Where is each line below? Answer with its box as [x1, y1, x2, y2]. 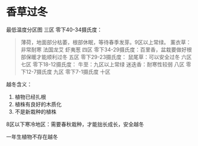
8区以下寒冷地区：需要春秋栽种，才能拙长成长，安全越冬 [6, 121, 144, 128]
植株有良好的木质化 [14, 100, 62, 108]
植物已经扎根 [14, 93, 46, 100]
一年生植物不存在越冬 [6, 133, 58, 140]
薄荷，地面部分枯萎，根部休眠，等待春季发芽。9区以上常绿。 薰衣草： [20, 38, 191, 46]
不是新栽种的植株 [14, 108, 57, 115]
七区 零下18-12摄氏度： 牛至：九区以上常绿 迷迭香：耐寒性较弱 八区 [20, 60, 185, 68]
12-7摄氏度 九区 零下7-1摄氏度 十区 [25, 68, 111, 75]
